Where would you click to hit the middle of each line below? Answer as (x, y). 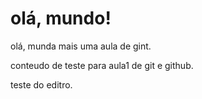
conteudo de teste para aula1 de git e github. (102, 65)
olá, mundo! (61, 18)
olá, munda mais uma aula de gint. (81, 46)
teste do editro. (41, 84)
